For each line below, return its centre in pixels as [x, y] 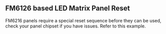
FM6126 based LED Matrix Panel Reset [68, 8]
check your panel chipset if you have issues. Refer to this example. [76, 26]
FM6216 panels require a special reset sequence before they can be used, [84, 20]
